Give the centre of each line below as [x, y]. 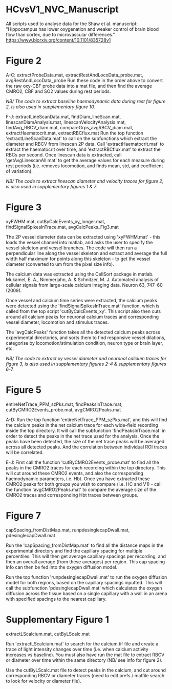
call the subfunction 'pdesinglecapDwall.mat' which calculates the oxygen [84, 588]
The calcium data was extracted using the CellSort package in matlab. [80, 274]
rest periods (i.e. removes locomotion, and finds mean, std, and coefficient [84, 166]
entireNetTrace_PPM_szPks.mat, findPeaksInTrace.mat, [64, 404]
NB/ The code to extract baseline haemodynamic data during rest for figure [86, 101]
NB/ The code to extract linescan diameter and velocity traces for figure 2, [85, 181]
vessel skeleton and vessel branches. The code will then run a [71, 248]
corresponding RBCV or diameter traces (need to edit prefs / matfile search [85, 675]
